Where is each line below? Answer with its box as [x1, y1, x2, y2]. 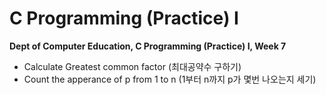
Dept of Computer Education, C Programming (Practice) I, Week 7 [9, 40, 287, 52]
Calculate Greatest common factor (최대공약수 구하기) [23, 60, 242, 72]
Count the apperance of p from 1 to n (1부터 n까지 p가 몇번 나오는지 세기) [23, 73, 317, 85]
